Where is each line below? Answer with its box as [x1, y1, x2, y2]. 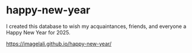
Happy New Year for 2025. [6, 29, 70, 36]
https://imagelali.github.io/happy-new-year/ [6, 40, 112, 47]
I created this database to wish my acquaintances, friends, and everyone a [6, 23, 187, 30]
